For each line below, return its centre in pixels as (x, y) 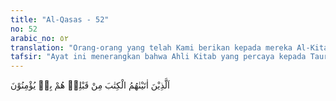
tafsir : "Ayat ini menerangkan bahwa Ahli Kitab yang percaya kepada (158, 57)
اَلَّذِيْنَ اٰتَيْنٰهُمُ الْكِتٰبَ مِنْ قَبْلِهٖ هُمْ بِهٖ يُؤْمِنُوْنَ (90, 85)
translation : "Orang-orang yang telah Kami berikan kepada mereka (151, 47)
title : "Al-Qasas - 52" (60, 19)
